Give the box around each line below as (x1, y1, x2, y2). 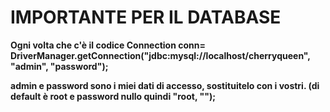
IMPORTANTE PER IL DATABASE (10, 6, 282, 29)
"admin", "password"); (10, 60, 109, 72)
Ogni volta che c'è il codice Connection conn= (10, 39, 206, 51)
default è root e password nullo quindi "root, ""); (10, 90, 216, 102)
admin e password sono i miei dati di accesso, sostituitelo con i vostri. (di (10, 79, 320, 91)
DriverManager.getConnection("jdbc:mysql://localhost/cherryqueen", (10, 49, 311, 61)
